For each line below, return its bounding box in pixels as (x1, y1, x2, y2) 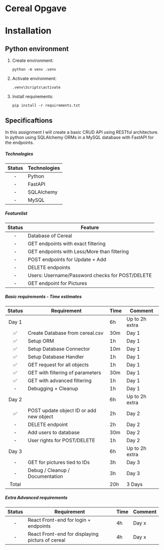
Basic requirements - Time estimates (5, 293, 82, 299)
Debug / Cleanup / (27, 467, 70, 473)
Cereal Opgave (5, 3, 67, 14)
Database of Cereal (27, 232, 72, 239)
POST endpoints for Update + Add (27, 256, 106, 263)
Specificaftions (5, 116, 53, 124)
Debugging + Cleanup (27, 385, 79, 392)
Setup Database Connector (27, 345, 90, 352)
